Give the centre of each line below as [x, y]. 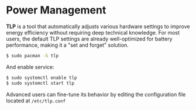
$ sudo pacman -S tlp [32, 56]
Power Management [56, 10]
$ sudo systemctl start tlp [40, 83]
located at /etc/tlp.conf [36, 101]
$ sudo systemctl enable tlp [42, 78]
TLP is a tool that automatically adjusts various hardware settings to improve [98, 26]
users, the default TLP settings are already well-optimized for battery [89, 39]
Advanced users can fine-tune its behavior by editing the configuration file [96, 94]
